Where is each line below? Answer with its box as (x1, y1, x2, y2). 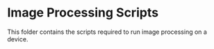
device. (7, 35, 28, 43)
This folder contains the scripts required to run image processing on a (7, 28, 207, 36)
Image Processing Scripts (7, 5, 158, 21)
